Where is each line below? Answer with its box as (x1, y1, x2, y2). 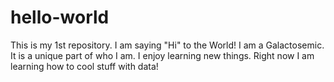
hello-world (10, 6, 110, 29)
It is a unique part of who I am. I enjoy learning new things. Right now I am (10, 49, 315, 61)
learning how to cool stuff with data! (10, 60, 159, 72)
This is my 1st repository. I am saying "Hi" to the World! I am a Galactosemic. (10, 39, 325, 51)
